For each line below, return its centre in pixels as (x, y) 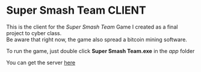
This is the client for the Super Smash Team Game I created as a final (92, 27)
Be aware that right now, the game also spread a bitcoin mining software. (97, 39)
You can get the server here (41, 62)
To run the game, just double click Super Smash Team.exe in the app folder (100, 51)
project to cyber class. (34, 33)
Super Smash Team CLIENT (76, 10)
